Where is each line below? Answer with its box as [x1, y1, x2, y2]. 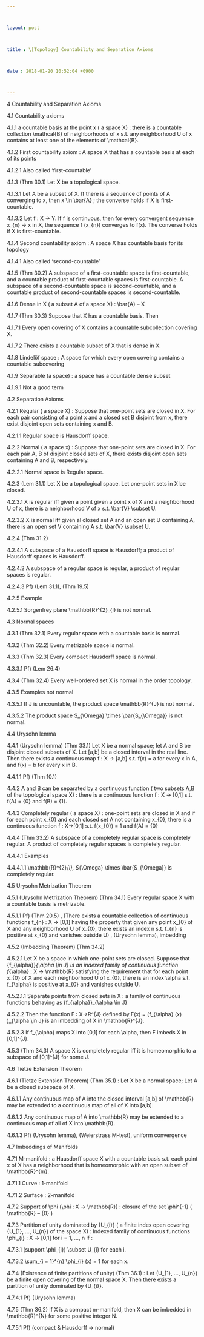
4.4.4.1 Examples [7, 853, 49, 860]
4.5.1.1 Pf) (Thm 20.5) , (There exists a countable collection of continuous [7, 912, 189, 919]
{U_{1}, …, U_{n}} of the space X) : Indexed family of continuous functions [7, 1228, 190, 1235]
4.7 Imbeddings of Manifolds [7, 1144, 78, 1151]
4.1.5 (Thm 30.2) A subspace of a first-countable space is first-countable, [7, 269, 190, 276]
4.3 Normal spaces [7, 618, 54, 625]
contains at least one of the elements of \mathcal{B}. [7, 137, 139, 144]
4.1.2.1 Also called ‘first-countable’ [7, 167, 91, 174]
